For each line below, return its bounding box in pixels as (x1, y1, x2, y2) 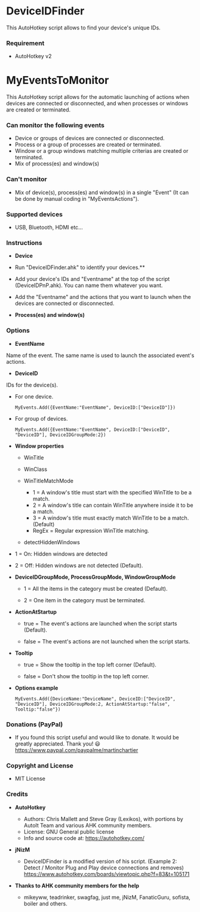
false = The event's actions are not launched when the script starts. (23, 638, 190, 645)
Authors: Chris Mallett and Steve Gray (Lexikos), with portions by (23, 815, 183, 822)
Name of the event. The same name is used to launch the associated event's (6, 352, 195, 359)
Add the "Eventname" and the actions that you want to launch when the (14, 294, 191, 301)
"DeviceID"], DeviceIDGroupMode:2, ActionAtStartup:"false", (14, 701, 171, 707)
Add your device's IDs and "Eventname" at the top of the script (14, 276, 170, 283)
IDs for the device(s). (6, 381, 59, 388)
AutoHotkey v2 (14, 53, 52, 60)
